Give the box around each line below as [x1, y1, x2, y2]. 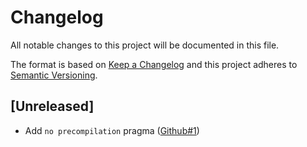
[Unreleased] [10, 98, 95, 115]
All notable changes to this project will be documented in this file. [10, 39, 280, 51]
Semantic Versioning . [10, 69, 98, 81]
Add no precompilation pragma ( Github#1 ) [24, 124, 200, 136]
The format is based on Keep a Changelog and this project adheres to [10, 58, 298, 70]
